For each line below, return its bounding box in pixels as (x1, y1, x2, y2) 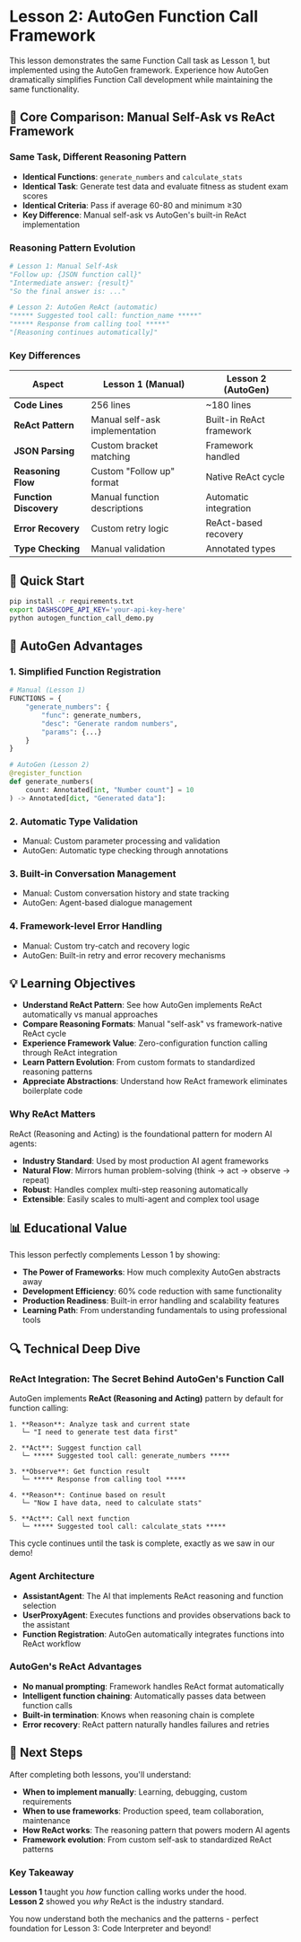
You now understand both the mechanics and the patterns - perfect (9, 1913, 259, 1924)
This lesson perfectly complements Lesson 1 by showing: (9, 1249, 220, 1259)
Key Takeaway (9, 1866, 74, 1878)
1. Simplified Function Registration (9, 665, 161, 677)
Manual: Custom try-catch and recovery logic (21, 940, 191, 951)
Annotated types (205, 543, 276, 555)
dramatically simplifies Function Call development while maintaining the (9, 74, 273, 84)
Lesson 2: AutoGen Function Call (9, 6, 259, 27)
